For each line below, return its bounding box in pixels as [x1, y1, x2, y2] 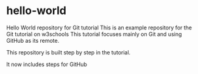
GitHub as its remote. [6, 37, 60, 44]
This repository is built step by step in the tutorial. [6, 48, 131, 56]
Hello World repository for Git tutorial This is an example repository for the [6, 24, 193, 31]
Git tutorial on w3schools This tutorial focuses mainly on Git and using [6, 30, 182, 37]
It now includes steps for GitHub [6, 61, 87, 68]
